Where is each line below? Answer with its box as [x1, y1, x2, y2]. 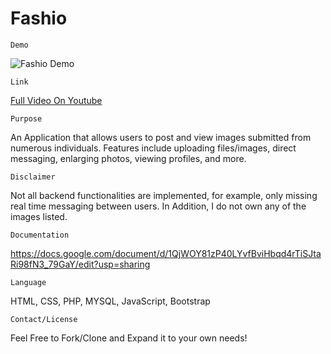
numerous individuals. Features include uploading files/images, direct [10, 142, 297, 154]
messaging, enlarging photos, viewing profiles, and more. [10, 152, 247, 164]
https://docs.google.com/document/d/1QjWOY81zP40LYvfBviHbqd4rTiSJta [10, 247, 322, 259]
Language [10, 277, 47, 287]
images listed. [10, 210, 68, 222]
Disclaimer [10, 172, 56, 182]
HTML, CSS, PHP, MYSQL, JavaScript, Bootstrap [10, 295, 211, 307]
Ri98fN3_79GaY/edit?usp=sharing [10, 258, 151, 270]
